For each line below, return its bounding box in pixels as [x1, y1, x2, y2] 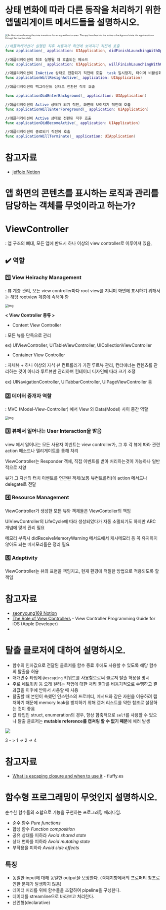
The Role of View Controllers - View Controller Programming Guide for [12, 616, 156, 622]
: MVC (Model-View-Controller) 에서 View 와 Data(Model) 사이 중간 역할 [5, 406, 148, 412]
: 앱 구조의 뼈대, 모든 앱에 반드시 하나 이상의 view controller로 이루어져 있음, [5, 240, 152, 246]
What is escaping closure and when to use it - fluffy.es [12, 773, 124, 779]
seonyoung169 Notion [12, 610, 57, 616]
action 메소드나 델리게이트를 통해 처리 [5, 448, 79, 454]
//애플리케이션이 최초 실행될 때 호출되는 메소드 [5, 57, 88, 62]
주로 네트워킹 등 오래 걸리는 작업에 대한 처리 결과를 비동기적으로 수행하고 [12, 681, 152, 687]
